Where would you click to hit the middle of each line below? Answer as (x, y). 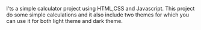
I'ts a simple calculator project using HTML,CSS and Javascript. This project (100, 9)
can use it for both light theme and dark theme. (65, 21)
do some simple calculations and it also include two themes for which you (98, 15)
